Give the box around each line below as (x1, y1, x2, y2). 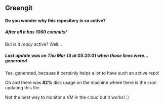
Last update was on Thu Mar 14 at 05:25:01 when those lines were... (5, 52, 149, 58)
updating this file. (5, 84, 41, 90)
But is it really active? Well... (5, 41, 62, 47)
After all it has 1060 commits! (5, 29, 67, 35)
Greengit (5, 4, 33, 12)
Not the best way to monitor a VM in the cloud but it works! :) (5, 94, 129, 100)
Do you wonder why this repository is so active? (5, 17, 106, 24)
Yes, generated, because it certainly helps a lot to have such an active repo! (5, 70, 160, 76)
